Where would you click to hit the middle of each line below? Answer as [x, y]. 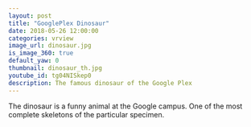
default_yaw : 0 [34, 61]
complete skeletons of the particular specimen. [86, 114]
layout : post [30, 16]
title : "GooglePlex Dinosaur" [59, 23]
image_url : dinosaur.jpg [50, 46]
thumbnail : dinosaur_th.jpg [56, 68]
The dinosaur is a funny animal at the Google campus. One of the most [125, 106]
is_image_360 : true [41, 53]
